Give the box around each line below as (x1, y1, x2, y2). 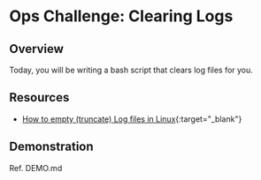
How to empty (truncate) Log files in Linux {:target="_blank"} (21, 113, 242, 124)
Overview (9, 41, 65, 56)
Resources (9, 90, 70, 105)
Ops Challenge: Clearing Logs (9, 6, 234, 26)
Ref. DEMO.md (9, 162, 63, 173)
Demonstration (9, 139, 95, 154)
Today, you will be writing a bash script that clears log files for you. (9, 64, 254, 75)
